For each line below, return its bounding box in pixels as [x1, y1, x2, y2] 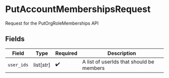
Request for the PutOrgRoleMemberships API [5, 20, 99, 26]
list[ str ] [33, 61, 51, 68]
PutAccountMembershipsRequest [5, 4, 151, 15]
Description [107, 49, 136, 56]
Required [55, 49, 78, 56]
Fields [5, 35, 25, 43]
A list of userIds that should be [82, 58, 154, 65]
